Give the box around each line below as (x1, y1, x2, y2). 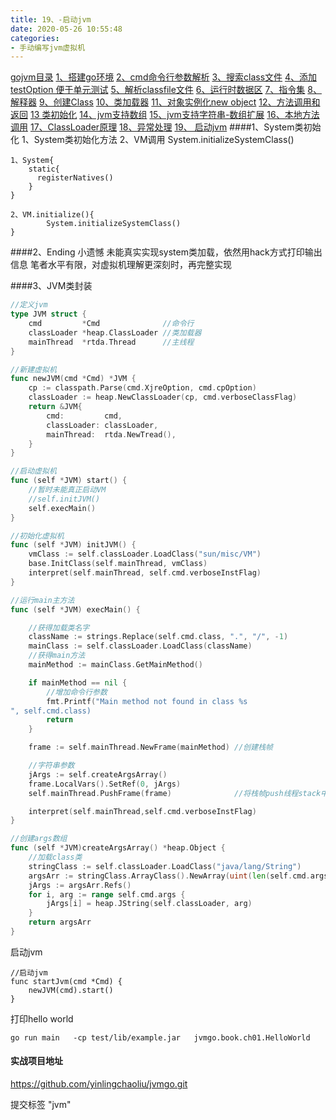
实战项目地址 (10, 1055, 63, 1067)
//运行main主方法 (10, 595, 75, 605)
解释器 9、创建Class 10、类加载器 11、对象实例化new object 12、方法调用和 (10, 96, 321, 108)
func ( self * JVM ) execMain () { (10, 604, 141, 615)
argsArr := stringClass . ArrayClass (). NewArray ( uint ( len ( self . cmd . (28, 871, 311, 881)
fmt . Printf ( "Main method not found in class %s (46, 696, 248, 706)
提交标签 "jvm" (10, 1099, 72, 1111)
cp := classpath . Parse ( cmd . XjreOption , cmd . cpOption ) (28, 383, 257, 393)
